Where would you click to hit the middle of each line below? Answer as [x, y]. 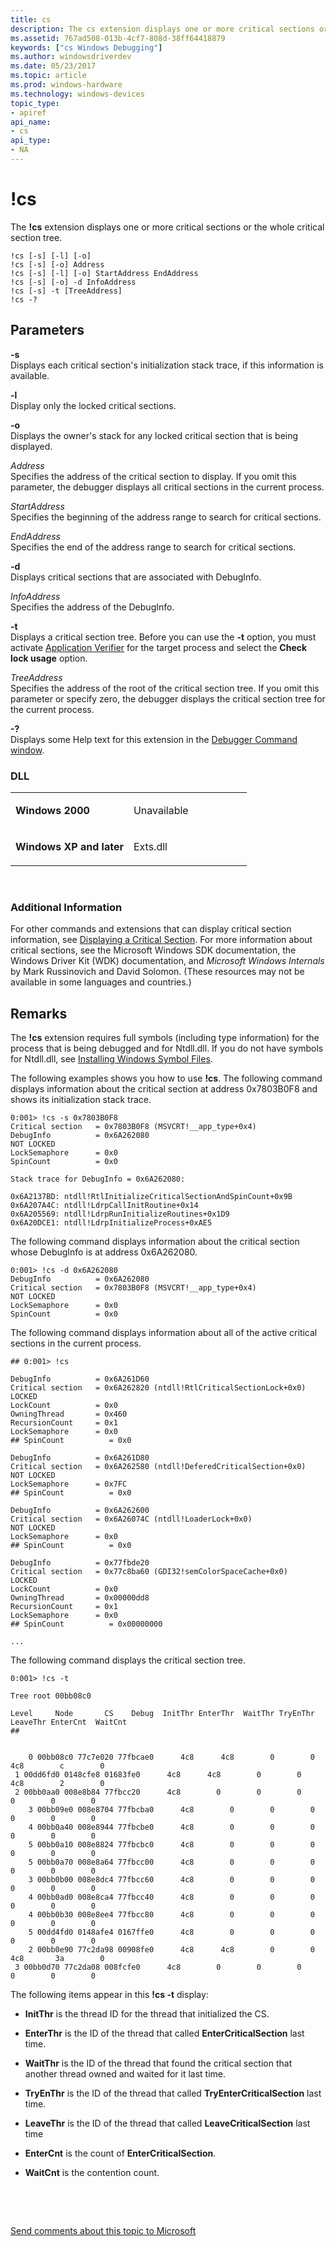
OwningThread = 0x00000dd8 [80, 1598]
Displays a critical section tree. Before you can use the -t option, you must [163, 637]
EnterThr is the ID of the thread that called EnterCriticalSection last [164, 2033]
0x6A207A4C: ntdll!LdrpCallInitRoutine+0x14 [104, 1206]
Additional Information [66, 907]
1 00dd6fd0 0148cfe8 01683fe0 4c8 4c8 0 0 [158, 1775]
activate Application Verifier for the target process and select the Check [159, 647]
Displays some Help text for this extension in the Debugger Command [154, 739]
